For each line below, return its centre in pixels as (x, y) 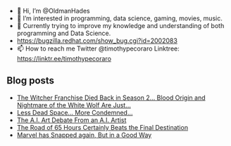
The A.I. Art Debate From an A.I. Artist (71, 120)
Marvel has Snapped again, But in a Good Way (84, 135)
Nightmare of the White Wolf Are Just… (74, 105)
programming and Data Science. (64, 33)
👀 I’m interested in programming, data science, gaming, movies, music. (119, 18)
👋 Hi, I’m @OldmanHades (53, 11)
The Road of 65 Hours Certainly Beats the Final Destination (102, 127)
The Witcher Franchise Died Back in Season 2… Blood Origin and (111, 98)
